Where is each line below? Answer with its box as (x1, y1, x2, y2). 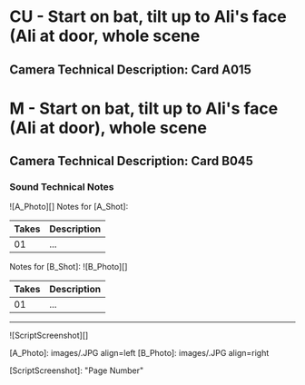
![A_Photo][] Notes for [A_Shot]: (9, 202, 129, 212)
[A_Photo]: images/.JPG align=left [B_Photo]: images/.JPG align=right (9, 348, 270, 359)
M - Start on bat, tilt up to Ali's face (9, 98, 279, 119)
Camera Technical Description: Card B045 (9, 153, 254, 169)
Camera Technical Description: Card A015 (9, 62, 251, 77)
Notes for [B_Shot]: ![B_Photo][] (9, 262, 128, 272)
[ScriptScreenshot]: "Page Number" (9, 365, 143, 376)
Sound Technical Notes (9, 181, 114, 193)
